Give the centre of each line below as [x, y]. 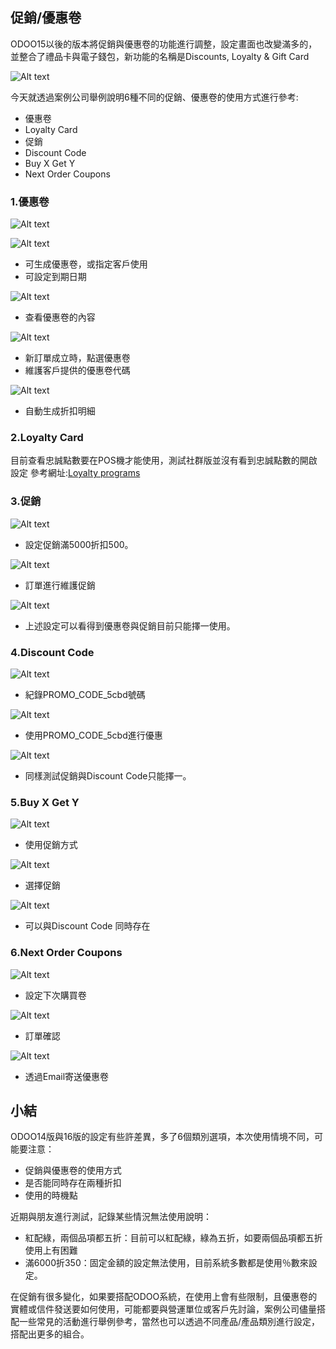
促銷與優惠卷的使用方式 [73, 1170]
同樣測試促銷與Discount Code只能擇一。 [108, 776]
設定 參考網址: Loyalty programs [75, 473]
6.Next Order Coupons [66, 953]
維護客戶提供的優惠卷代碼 [77, 370]
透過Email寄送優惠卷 [67, 1076]
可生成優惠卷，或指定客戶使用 [86, 264]
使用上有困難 [51, 1250]
